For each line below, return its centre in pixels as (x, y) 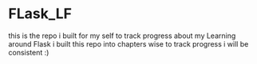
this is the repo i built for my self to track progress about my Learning (122, 36)
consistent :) (29, 52)
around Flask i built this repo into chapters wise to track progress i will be (128, 43)
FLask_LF (40, 14)
